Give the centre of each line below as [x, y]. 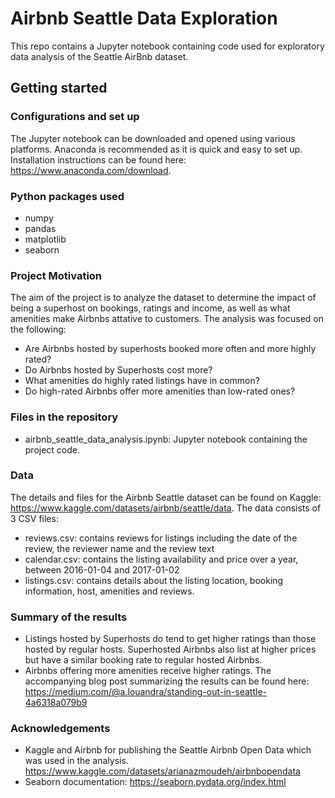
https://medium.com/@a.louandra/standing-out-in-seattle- [145, 692]
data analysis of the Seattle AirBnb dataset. [99, 56]
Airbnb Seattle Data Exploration [144, 18]
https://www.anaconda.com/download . [91, 170]
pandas [40, 228]
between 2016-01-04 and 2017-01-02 [102, 569]
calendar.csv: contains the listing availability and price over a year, [161, 559]
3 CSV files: [34, 518]
